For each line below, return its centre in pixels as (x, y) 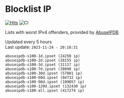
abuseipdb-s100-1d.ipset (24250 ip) (43, 56)
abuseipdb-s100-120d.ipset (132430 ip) (46, 86)
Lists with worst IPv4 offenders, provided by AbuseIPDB (62, 32)
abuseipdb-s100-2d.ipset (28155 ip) (43, 60)
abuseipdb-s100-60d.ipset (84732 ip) (44, 77)
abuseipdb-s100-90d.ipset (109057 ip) (45, 82)
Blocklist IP (28, 9)
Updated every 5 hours (29, 42)
